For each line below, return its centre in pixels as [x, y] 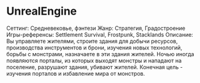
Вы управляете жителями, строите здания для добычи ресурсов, [92, 41]
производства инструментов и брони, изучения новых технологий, [94, 48]
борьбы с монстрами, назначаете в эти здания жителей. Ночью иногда [100, 54]
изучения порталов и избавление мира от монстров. [76, 73]
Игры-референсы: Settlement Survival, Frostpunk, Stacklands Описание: [100, 34]
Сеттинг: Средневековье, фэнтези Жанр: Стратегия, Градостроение [96, 28]
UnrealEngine [42, 11]
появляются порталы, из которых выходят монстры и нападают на [94, 60]
